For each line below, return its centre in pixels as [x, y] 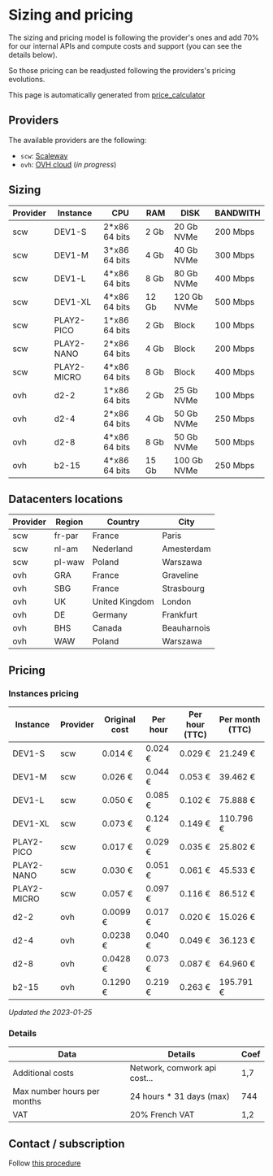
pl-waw [69, 562]
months [27, 1101]
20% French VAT [162, 1115]
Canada [107, 628]
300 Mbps [235, 255]
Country [123, 522]
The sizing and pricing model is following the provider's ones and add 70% [134, 37]
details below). [33, 54]
